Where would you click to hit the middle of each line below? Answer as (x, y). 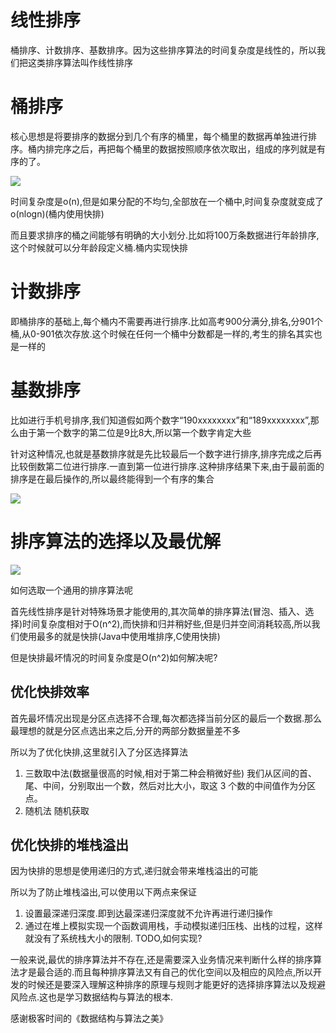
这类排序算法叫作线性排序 (80, 62)
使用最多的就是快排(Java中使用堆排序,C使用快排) (119, 636)
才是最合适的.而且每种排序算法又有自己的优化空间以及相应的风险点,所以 (166, 972)
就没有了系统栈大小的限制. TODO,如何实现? (113, 938)
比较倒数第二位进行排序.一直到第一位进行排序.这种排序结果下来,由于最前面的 (167, 466)
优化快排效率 (50, 692)
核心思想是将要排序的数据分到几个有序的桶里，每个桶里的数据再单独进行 (159, 136)
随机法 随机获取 (57, 810)
